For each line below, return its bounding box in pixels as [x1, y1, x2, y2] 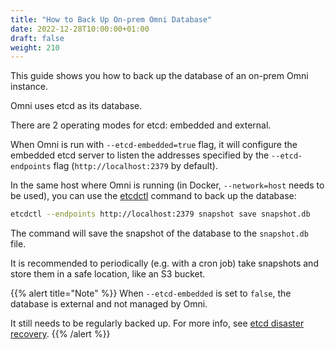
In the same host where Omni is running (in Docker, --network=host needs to [10, 179, 325, 191]
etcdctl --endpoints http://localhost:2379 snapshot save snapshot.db [10, 209, 311, 220]
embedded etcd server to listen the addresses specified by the [10, 149, 270, 161]
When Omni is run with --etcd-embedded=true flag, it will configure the [10, 139, 298, 151]
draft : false [10, 33, 65, 43]
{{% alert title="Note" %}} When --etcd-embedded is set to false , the [10, 287, 292, 300]
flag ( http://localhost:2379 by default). [53, 160, 218, 172]
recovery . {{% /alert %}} [10, 328, 111, 340]
